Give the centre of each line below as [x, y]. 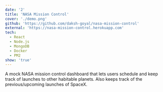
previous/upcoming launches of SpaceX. [46, 85]
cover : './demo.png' [26, 19]
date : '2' [15, 10]
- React [17, 37]
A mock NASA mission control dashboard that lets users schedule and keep [81, 74]
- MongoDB [19, 46]
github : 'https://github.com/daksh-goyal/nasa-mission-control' [72, 23]
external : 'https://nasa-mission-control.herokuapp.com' [65, 28]
